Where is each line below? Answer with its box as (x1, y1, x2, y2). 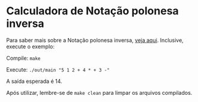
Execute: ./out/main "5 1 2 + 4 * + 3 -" (6, 66, 110, 73)
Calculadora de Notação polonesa (6, 4, 179, 18)
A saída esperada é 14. (6, 78, 62, 85)
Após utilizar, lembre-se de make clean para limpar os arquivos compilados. (6, 89, 193, 96)
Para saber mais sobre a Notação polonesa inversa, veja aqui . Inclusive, (6, 36, 184, 44)
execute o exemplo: (6, 43, 55, 50)
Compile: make (6, 54, 41, 61)
